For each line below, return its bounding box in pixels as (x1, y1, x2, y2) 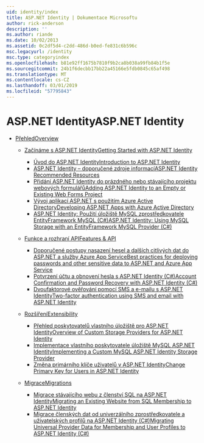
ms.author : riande (6, 32, 53, 38)
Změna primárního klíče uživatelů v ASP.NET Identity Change (33, 361, 186, 368)
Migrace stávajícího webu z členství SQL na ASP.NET (33, 391, 167, 398)
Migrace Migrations (24, 379, 72, 386)
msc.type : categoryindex (6, 54, 69, 60)
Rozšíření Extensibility (24, 310, 78, 317)
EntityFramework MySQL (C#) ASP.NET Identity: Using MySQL (33, 216, 189, 224)
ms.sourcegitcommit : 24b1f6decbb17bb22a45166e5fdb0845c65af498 (6, 65, 171, 72)
